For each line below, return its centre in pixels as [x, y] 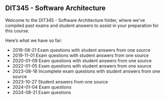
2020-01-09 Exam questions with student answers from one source [82, 60]
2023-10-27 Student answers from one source [60, 82]
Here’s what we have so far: [34, 40]
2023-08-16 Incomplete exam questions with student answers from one [86, 71]
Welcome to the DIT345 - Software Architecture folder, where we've [75, 20]
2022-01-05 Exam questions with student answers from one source [82, 66]
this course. [17, 31]
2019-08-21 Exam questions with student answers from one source [81, 50]
